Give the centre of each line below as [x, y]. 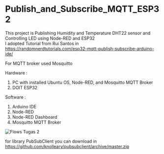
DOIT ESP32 [25, 87]
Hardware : [16, 73]
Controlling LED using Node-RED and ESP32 [50, 38]
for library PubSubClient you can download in [51, 141]
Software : [15, 97]
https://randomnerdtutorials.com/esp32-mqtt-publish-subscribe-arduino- [80, 49]
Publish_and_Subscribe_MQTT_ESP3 [82, 9]
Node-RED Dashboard [35, 117]
